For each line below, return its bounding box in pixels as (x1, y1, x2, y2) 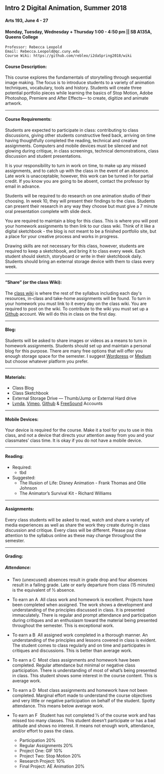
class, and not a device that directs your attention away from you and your (5, 432, 155, 438)
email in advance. (5, 183, 41, 189)
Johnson (19, 485, 38, 491)
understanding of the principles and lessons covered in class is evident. (12, 637, 157, 643)
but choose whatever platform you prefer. (5, 359, 89, 364)
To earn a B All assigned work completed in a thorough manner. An (12, 632, 148, 638)
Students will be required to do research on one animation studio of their (5, 193, 151, 198)
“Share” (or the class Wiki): (5, 279, 62, 285)
